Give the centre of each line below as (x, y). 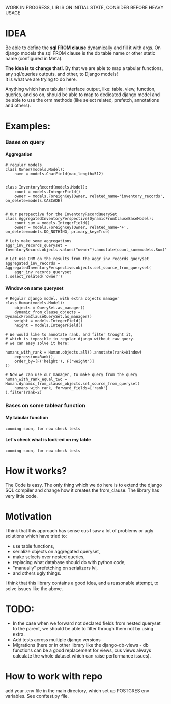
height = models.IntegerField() (49, 326)
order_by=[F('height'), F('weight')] (54, 361)
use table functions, (33, 546)
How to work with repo (54, 676)
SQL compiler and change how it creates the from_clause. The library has (82, 490)
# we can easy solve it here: (37, 344)
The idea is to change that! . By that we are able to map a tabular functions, (84, 68)
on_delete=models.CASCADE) (34, 201)
